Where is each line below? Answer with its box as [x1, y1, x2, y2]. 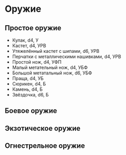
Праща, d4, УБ [12, 75, 44, 81]
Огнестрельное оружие [5, 142, 85, 150]
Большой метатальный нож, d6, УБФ [12, 70, 92, 76]
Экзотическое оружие [5, 124, 81, 132]
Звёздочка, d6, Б [12, 92, 49, 98]
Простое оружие [5, 24, 62, 32]
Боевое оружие [5, 106, 57, 115]
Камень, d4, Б [12, 86, 43, 92]
